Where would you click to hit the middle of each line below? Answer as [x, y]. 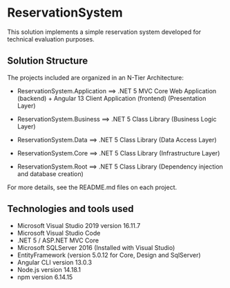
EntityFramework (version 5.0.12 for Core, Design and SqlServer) [109, 255]
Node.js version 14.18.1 [49, 269]
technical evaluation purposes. [51, 39]
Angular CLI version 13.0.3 [54, 262]
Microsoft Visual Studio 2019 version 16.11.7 [79, 225]
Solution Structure [48, 61]
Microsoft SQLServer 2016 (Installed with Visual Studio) [96, 247]
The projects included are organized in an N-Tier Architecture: [96, 77]
